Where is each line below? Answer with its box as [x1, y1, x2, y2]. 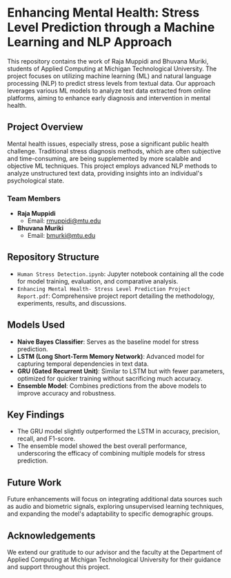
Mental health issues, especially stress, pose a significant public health [7, 140, 209, 148]
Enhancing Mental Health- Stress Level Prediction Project [17, 286, 191, 292]
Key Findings [7, 409, 65, 421]
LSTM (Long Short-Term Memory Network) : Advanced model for [17, 352, 205, 360]
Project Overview [7, 121, 83, 133]
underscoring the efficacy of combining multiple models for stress [17, 449, 205, 458]
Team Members [7, 194, 61, 203]
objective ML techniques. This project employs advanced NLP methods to [7, 161, 217, 170]
